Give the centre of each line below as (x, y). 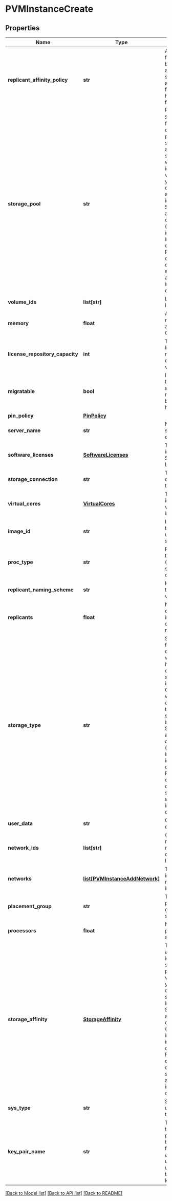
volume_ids (22, 302)
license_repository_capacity (43, 354)
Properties (23, 28)
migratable (21, 391)
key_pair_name (27, 1151)
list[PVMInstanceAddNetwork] (122, 879)
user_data (20, 823)
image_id (19, 531)
